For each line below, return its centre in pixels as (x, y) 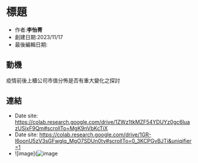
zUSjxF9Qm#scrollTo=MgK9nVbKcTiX (61, 128)
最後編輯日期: (31, 44)
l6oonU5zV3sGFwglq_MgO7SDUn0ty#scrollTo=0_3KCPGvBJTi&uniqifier (103, 140)
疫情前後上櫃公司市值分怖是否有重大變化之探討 (63, 80)
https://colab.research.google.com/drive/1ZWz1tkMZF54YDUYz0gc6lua (102, 122)
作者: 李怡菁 (28, 30)
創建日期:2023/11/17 (39, 37)
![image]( (26, 153)
